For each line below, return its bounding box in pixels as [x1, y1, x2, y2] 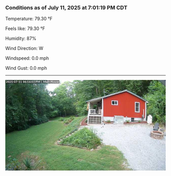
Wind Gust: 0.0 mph [5, 65, 47, 71]
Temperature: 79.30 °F [5, 16, 53, 22]
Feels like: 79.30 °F [5, 26, 45, 32]
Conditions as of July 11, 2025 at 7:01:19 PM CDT [5, 4, 128, 11]
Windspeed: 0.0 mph [5, 55, 49, 61]
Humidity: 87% [5, 35, 37, 42]
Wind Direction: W [5, 45, 44, 52]
